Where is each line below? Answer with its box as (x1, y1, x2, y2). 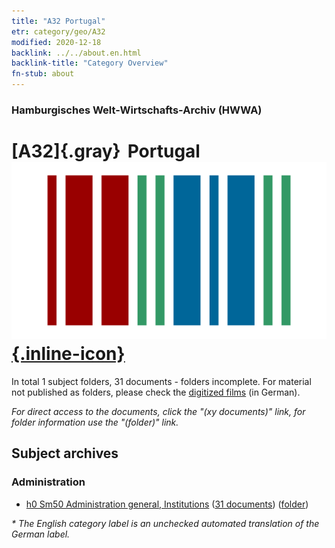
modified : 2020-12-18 (11, 37, 102, 47)
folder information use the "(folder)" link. (11, 416, 179, 428)
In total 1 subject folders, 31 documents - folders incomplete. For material (11, 375, 312, 387)
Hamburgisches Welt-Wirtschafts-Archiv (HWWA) (11, 103, 263, 117)
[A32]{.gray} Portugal (11, 140, 201, 163)
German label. (11, 528, 71, 540)
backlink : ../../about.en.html (11, 48, 142, 58)
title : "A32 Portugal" (11, 16, 106, 26)
